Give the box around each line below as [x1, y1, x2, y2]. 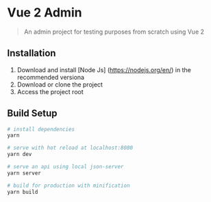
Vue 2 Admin [7, 5, 82, 21]
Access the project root [16, 87, 84, 96]
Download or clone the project [16, 80, 103, 89]
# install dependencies [7, 126, 75, 133]
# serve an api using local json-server [7, 164, 125, 170]
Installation [7, 47, 56, 59]
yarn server [7, 170, 41, 177]
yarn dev [7, 151, 32, 158]
